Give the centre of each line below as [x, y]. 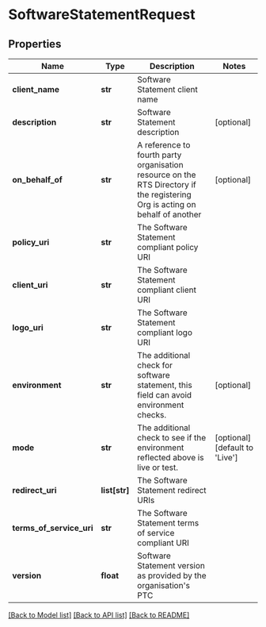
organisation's [163, 585]
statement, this [165, 385]
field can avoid [165, 395]
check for [155, 365]
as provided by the [172, 575]
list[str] [115, 490]
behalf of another [169, 214]
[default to [234, 448]
